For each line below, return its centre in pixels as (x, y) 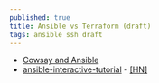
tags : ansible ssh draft (56, 34)
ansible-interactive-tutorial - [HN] (85, 69)
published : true (40, 18)
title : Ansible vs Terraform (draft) (80, 26)
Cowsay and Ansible (61, 60)
